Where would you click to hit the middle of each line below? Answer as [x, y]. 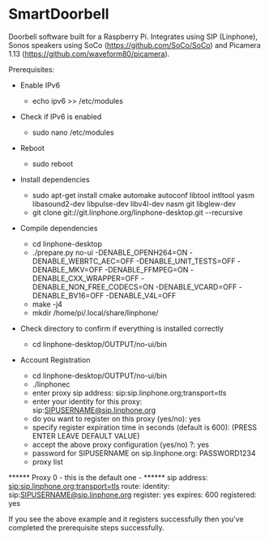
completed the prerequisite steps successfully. [86, 527]
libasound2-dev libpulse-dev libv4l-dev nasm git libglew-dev [134, 204]
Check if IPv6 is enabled [61, 116]
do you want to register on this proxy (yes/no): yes [116, 418]
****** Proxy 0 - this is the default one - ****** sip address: [108, 477]
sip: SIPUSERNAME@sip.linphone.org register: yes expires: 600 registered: [132, 495]
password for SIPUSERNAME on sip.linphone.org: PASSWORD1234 [144, 453]
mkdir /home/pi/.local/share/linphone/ [95, 312]
